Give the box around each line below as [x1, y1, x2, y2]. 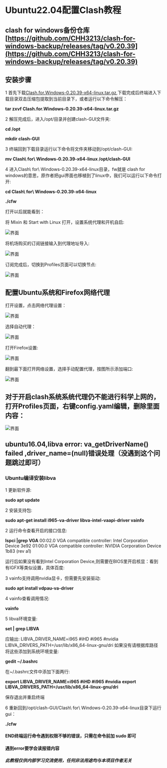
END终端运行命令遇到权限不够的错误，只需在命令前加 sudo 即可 [5, 733, 136, 739]
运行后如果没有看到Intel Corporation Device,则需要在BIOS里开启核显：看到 [5, 558, 159, 564]
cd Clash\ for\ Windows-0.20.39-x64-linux [5, 189, 97, 195]
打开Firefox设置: [5, 345, 38, 351]
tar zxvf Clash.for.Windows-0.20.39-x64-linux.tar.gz [5, 106, 119, 112]
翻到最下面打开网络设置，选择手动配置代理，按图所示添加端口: [5, 366, 134, 372]
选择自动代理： [5, 323, 36, 329]
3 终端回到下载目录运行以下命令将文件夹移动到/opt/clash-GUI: [5, 146, 133, 152]
